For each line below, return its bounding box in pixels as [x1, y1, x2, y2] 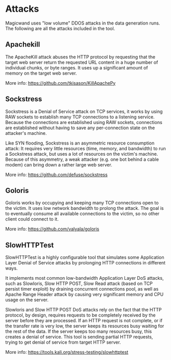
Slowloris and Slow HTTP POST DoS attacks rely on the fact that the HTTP [5, 307, 162, 313]
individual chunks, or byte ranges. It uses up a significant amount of [5, 64, 148, 70]
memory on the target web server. [5, 70, 77, 76]
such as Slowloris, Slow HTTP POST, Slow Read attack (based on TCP [5, 280, 153, 286]
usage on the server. [5, 297, 49, 303]
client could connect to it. [5, 216, 59, 222]
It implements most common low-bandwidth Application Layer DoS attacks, [5, 275, 164, 281]
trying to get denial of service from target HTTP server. [5, 339, 121, 345]
